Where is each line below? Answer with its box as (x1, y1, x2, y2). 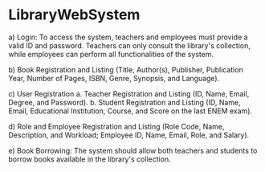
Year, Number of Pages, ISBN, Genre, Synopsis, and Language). (8, 73, 220, 83)
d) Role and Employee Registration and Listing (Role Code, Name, (8, 121, 225, 131)
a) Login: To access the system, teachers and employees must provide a (8, 32, 248, 42)
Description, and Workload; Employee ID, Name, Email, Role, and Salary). (8, 130, 250, 140)
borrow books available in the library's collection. (8, 154, 171, 164)
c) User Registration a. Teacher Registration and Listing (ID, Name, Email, (8, 88, 250, 98)
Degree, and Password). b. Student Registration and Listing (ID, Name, (8, 97, 241, 107)
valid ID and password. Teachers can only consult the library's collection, (8, 40, 251, 50)
